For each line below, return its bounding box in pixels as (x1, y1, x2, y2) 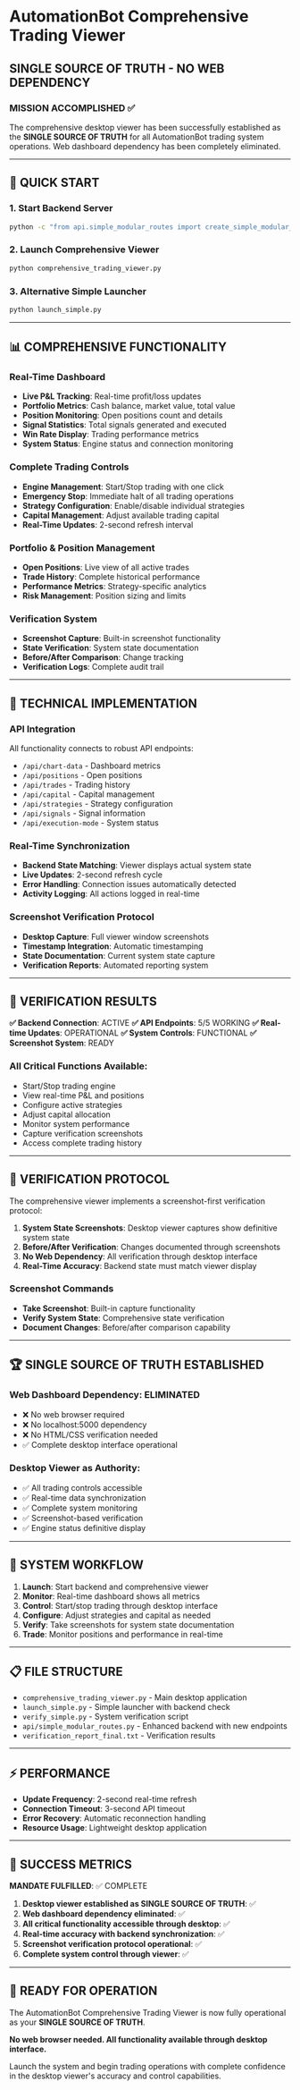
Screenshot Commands (9, 1282, 114, 1295)
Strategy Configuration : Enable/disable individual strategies (21, 500, 246, 511)
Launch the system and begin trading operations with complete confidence (9, 2060, 286, 2071)
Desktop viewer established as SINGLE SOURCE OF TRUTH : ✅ (21, 1899, 256, 1909)
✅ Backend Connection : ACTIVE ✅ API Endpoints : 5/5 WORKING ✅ (9, 1018, 259, 1028)
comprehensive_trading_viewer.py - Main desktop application (21, 1692, 247, 1703)
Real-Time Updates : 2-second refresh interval (21, 519, 194, 529)
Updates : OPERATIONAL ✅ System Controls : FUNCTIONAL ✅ (28, 1028, 257, 1038)
